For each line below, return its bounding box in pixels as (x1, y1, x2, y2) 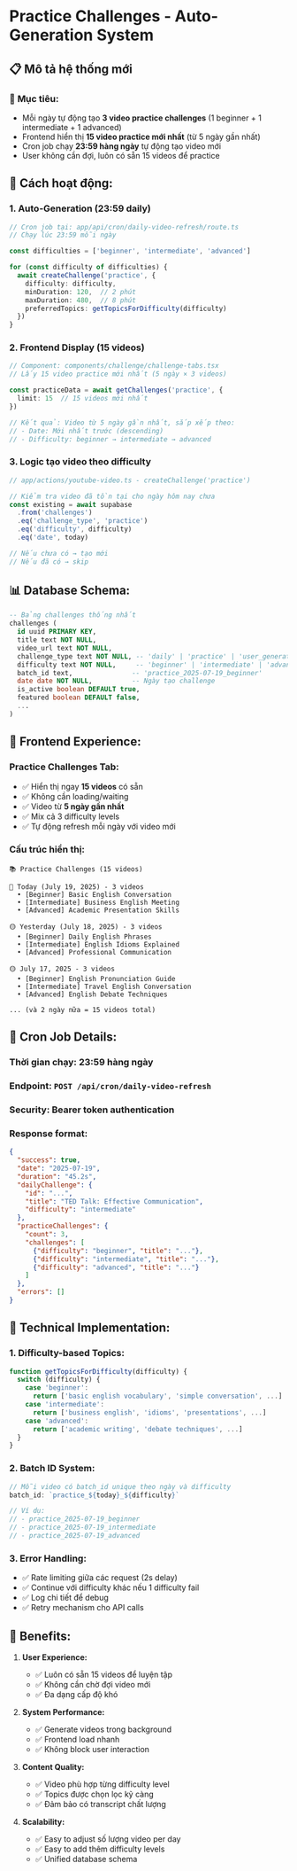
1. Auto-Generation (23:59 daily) (9, 202, 152, 214)
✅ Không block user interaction (34, 1744, 150, 1754)
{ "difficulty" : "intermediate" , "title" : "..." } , (32, 1254, 219, 1264)
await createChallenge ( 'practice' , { (17, 271, 156, 280)
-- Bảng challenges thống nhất (9, 611, 137, 620)
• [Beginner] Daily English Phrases (17, 932, 152, 941)
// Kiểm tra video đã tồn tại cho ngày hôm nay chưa (9, 492, 216, 501)
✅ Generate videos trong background (34, 1724, 172, 1735)
